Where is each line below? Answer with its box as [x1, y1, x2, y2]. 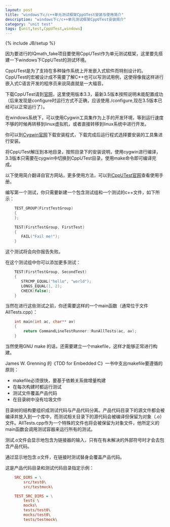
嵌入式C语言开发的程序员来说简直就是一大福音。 [5, 81, 106, 87]
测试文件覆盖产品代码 [12, 390, 57, 396]
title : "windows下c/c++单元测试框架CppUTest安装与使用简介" [5, 12, 124, 17]
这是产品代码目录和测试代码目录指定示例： [5, 465, 94, 471]
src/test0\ [23, 479, 47, 484]
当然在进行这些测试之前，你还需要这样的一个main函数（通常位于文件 [5, 303, 148, 309]
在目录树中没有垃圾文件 [12, 396, 62, 402]
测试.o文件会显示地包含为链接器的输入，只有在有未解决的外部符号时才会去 [5, 437, 160, 443]
